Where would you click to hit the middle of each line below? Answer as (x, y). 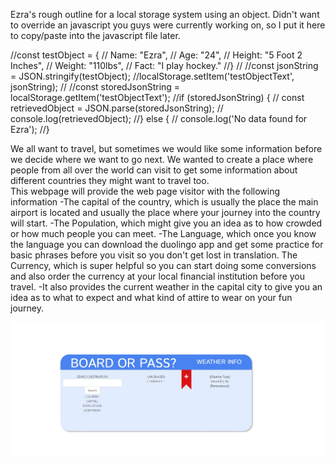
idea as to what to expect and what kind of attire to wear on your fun (151, 297)
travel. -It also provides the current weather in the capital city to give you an (166, 287)
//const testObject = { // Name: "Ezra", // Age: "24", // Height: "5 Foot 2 (156, 55)
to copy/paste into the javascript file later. (95, 35)
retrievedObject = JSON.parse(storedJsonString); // (117, 108)
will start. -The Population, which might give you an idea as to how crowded (166, 223)
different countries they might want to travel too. (110, 180)
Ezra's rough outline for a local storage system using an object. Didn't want (165, 14)
